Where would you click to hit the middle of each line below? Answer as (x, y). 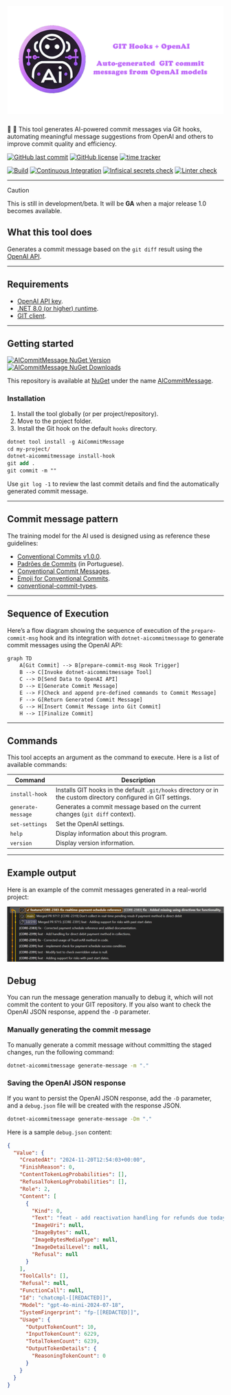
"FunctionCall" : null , (52, 1291)
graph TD (20, 658)
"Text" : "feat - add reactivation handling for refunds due (120, 1218)
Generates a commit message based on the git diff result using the (105, 249)
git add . (21, 464)
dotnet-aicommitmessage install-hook (61, 456)
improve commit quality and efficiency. (62, 144)
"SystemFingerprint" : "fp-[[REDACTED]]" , (79, 1312)
